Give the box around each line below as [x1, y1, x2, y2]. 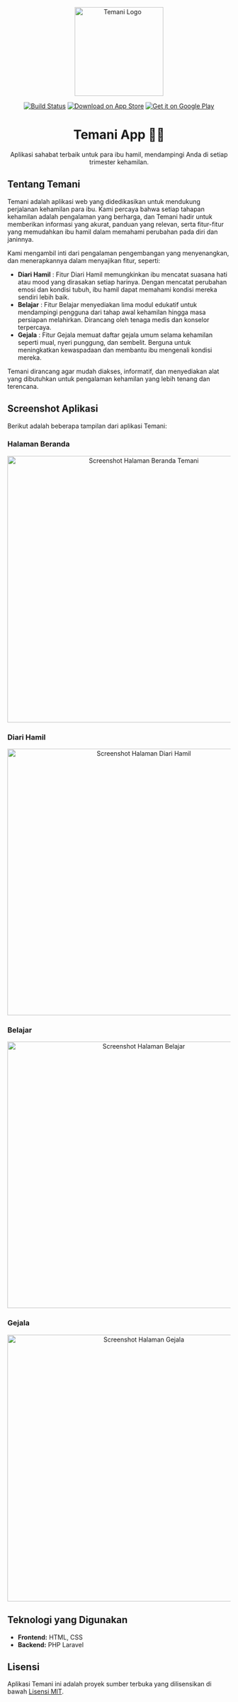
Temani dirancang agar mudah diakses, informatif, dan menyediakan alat [7, 367, 220, 375]
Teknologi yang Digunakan [7, 1614, 128, 1626]
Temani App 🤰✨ [73, 127, 165, 143]
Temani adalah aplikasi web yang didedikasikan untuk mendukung [7, 197, 200, 205]
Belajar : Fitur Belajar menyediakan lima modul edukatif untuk [17, 300, 197, 309]
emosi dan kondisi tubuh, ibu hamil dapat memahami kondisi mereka [17, 285, 217, 294]
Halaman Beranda [7, 439, 70, 449]
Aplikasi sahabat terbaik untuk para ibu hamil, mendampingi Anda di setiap [10, 150, 228, 159]
